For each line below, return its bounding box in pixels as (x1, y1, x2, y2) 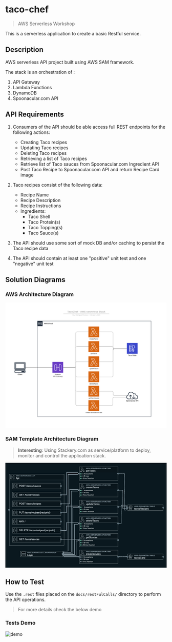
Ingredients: (20, 208, 46, 214)
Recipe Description (20, 197, 61, 203)
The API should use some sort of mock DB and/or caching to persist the (12, 239, 165, 246)
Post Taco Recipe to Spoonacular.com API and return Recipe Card (20, 166, 160, 172)
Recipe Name (20, 191, 49, 198)
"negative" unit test (12, 260, 54, 267)
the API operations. (5, 596, 46, 603)
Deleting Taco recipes (20, 150, 67, 156)
